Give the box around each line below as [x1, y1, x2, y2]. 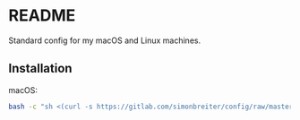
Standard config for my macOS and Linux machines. [8, 35, 201, 46]
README [8, 5, 76, 26]
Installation [8, 61, 73, 76]
